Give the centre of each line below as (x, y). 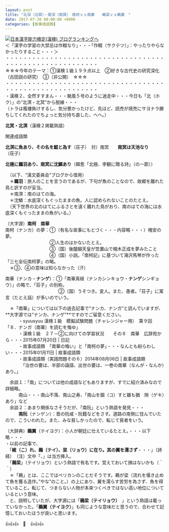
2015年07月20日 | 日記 (46, 340)
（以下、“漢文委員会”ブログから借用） (48, 175)
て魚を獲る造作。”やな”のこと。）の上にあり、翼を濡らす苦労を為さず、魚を (82, 481)
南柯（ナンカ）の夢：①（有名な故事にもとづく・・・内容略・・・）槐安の (83, 230)
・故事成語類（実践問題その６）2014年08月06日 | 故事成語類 (82, 359)
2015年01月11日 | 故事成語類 (51, 352)
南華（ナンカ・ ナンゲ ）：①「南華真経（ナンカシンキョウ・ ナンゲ (74, 279)
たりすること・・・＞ (36, 52)
